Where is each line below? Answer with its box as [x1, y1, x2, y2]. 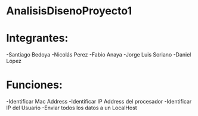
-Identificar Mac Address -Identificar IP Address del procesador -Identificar [6, 98, 192, 105]
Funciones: [6, 79, 63, 92]
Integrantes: [6, 32, 69, 45]
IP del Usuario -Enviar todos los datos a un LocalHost [6, 104, 137, 111]
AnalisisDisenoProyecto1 [6, 4, 132, 18]
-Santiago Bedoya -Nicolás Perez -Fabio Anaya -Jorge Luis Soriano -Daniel [6, 51, 191, 58]
